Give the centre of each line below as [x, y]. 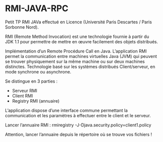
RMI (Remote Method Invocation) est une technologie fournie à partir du [77, 36]
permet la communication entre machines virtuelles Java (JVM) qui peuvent [81, 56]
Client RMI [22, 96]
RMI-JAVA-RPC [37, 9]
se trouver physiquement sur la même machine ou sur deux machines [75, 61]
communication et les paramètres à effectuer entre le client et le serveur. [78, 115]
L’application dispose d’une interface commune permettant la [66, 110]
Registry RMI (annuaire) [36, 101]
